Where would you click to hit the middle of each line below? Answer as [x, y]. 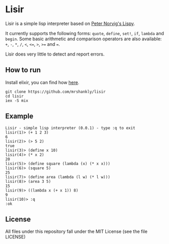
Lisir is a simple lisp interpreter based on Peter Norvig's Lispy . [70, 23]
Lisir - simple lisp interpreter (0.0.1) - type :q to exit [71, 128]
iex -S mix [17, 100]
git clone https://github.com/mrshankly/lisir [55, 92]
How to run [23, 70]
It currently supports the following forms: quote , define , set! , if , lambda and [85, 33]
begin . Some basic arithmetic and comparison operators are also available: [83, 39]
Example [19, 116]
